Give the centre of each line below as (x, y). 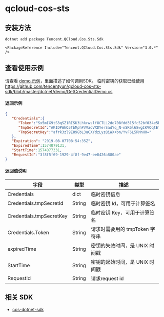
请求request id (107, 278)
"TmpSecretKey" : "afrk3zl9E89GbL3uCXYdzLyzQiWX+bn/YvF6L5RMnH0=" (85, 132)
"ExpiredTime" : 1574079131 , (39, 146)
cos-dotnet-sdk (28, 309)
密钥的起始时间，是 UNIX (120, 262)
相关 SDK (19, 297)
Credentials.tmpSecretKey (38, 216)
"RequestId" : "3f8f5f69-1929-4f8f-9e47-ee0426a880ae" (66, 155)
